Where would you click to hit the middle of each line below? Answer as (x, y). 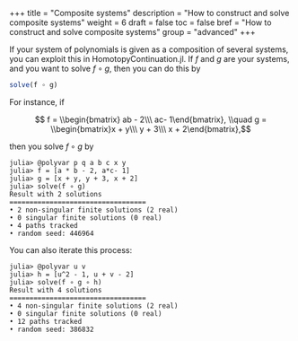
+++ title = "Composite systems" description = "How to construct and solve (149, 13)
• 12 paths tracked (46, 321)
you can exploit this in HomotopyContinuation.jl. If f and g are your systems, (149, 59)
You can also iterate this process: (71, 249)
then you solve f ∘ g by (52, 146)
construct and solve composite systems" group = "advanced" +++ (132, 32)
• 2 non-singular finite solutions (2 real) (94, 210)
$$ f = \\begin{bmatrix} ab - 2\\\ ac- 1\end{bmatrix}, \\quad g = (151, 119)
